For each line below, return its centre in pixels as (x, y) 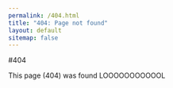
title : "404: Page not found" (58, 23)
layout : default (35, 30)
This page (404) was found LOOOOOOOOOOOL (87, 75)
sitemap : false (33, 38)
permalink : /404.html (44, 15)
